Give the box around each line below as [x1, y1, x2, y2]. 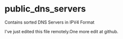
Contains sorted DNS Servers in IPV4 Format [4, 19, 95, 25]
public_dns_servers [4, 3, 86, 14]
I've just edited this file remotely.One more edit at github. [4, 28, 119, 34]
